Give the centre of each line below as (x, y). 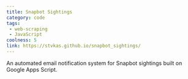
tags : (13, 23)
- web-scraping (28, 29)
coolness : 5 (21, 40)
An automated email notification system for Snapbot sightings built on (94, 63)
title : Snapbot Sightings (39, 12)
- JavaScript (26, 35)
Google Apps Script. (32, 69)
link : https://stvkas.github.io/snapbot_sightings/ (73, 46)
